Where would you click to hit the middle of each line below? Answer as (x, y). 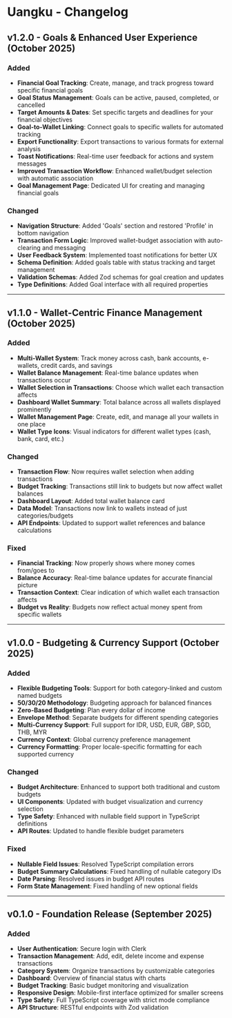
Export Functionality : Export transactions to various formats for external (120, 141)
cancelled (31, 105)
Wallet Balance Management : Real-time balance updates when (108, 373)
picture (27, 585)
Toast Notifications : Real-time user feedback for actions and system (115, 156)
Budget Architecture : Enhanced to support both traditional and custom (118, 787)
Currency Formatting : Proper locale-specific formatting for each (109, 747)
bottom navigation (43, 233)
